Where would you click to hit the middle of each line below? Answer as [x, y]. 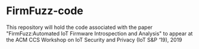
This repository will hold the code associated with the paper [79, 27]
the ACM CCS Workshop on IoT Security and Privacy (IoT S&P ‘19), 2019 [94, 40]
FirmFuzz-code [45, 11]
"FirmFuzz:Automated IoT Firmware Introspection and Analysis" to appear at [99, 33]
